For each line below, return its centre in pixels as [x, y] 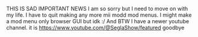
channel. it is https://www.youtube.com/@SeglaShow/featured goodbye [95, 27]
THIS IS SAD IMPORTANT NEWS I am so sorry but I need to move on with [97, 9]
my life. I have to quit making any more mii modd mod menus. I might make [99, 15]
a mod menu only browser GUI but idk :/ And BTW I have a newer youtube [98, 21]
